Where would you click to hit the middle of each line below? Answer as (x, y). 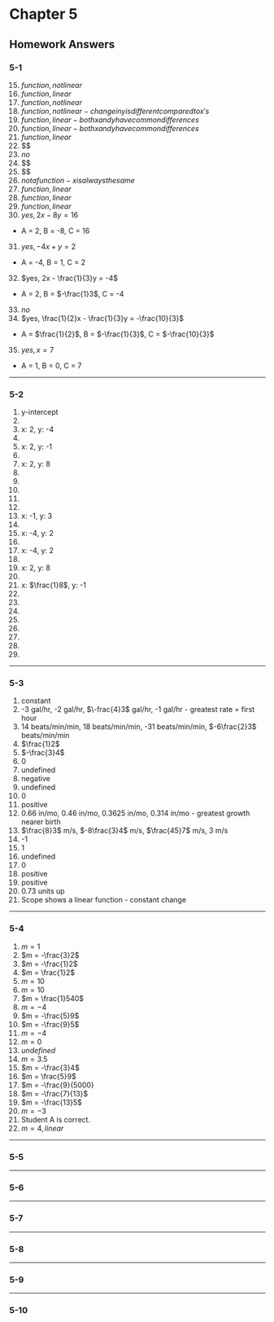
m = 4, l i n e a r (42, 1128)
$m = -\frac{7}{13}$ (54, 1093)
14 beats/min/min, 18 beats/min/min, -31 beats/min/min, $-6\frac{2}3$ (139, 727)
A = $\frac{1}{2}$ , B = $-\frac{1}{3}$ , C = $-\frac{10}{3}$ (117, 334)
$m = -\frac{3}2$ (50, 955)
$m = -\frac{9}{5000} (57, 1085)
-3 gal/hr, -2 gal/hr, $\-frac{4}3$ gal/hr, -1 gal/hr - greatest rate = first (138, 709)
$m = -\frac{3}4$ (50, 1067)
